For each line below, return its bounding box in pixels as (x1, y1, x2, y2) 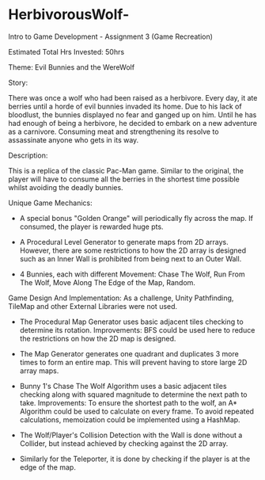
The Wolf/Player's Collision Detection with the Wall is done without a (19, 430, 243, 440)
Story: (8, 78, 28, 87)
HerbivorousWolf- (8, 6, 130, 24)
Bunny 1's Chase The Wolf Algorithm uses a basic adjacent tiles (19, 381, 227, 390)
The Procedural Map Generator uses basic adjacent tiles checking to (19, 317, 244, 326)
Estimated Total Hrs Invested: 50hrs (8, 47, 125, 56)
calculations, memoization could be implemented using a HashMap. (19, 414, 240, 425)
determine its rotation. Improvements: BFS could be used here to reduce (19, 325, 256, 334)
